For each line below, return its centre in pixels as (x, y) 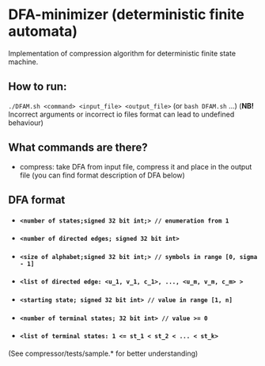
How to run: (38, 87)
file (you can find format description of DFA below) (102, 175)
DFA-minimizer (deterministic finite (127, 15)
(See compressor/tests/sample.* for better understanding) (103, 353)
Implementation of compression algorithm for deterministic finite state (122, 53)
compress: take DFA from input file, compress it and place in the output (136, 166)
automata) (43, 31)
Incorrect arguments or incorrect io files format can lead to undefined (121, 114)
